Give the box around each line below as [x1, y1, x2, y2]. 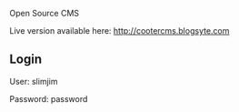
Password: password [9, 93, 88, 104]
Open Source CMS [9, 8, 80, 18]
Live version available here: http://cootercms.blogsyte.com [9, 25, 230, 36]
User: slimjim [9, 76, 58, 87]
